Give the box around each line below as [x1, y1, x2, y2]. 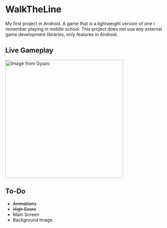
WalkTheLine [5, 4, 62, 15]
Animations [12, 200, 37, 207]
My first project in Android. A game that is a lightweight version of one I [5, 20, 155, 27]
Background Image [12, 217, 52, 223]
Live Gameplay [5, 46, 53, 55]
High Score [12, 206, 37, 212]
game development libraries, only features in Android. [5, 31, 118, 37]
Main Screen [12, 211, 40, 217]
